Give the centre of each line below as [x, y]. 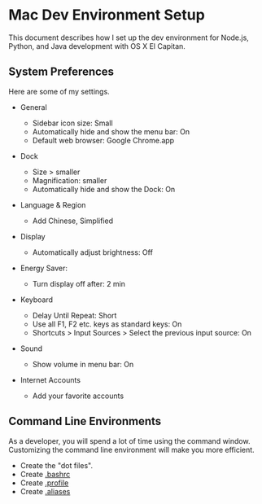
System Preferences [61, 72]
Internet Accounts [50, 379]
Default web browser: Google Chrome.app [103, 140]
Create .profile [44, 483]
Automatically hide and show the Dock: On [104, 189]
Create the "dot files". [57, 465]
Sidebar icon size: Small [72, 123]
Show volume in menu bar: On [83, 364]
